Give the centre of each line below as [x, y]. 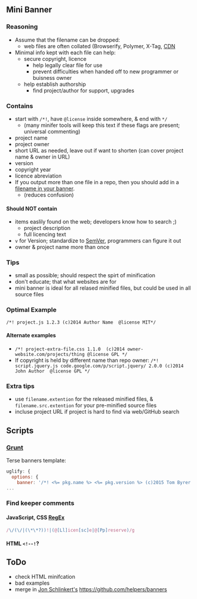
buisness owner [52, 77]
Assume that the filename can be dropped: [67, 40]
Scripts [20, 431]
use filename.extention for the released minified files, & [84, 399]
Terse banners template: [36, 460]
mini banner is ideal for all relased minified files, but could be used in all [103, 288]
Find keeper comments [40, 503]
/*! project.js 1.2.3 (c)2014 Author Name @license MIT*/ [81, 322]
